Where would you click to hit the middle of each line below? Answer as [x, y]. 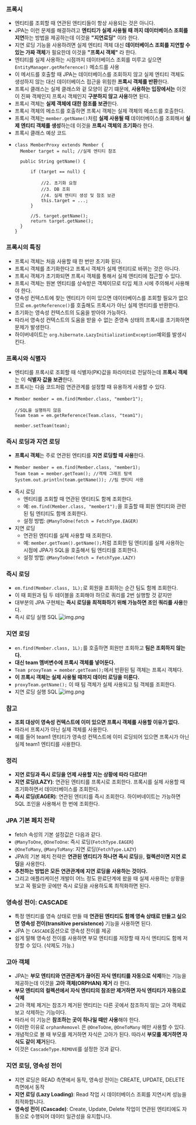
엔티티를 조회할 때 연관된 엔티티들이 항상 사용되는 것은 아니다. [85, 23]
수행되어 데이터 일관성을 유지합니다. [71, 1116]
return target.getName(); [62, 221]
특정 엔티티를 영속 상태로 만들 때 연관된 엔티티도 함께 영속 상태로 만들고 [95, 916]
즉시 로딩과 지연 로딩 [33, 442]
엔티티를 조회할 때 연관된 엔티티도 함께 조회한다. [78, 499]
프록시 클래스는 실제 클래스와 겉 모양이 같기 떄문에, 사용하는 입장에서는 [95, 89]
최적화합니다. [30, 1102]
